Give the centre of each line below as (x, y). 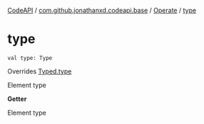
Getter (17, 98)
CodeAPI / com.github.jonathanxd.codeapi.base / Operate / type (102, 10)
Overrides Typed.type (40, 71)
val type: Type (30, 58)
